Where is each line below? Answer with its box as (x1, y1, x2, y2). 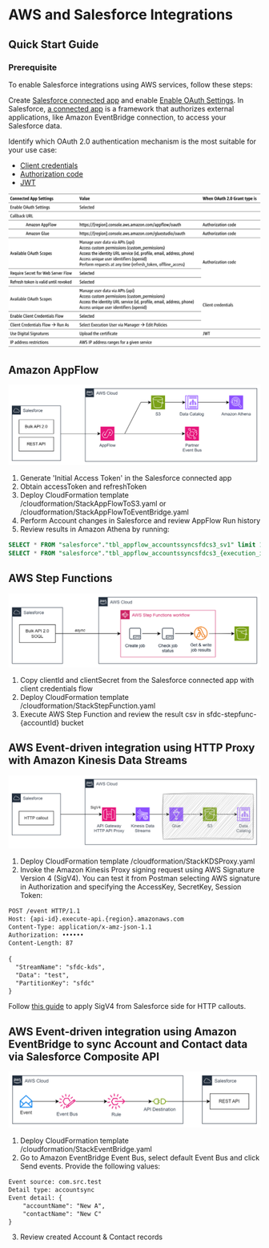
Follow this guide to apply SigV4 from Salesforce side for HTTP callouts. (8, 1002, 247, 1011)
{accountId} (19, 717, 60, 727)
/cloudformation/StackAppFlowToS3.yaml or (19, 499, 167, 509)
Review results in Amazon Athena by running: (19, 524, 170, 535)
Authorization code (19, 169, 84, 178)
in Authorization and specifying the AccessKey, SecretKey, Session (19, 882, 242, 892)
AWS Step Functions (8, 571, 113, 585)
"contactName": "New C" (22, 1209, 102, 1218)
